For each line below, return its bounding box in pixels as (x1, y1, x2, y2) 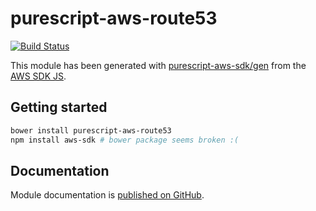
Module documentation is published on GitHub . (10, 189, 205, 201)
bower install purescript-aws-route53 (10, 125, 172, 136)
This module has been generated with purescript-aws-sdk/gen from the (10, 59, 307, 71)
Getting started (10, 99, 108, 116)
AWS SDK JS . (10, 70, 67, 82)
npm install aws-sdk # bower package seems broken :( (10, 135, 240, 145)
